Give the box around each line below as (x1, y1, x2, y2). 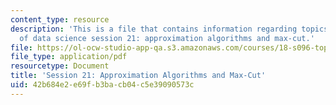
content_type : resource (10, 14, 110, 25)
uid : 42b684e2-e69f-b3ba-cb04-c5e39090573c (10, 80, 195, 90)
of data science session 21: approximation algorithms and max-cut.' (19, 33, 315, 43)
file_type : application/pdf (10, 52, 128, 62)
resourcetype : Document (10, 61, 110, 71)
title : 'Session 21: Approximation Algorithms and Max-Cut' (10, 71, 267, 81)
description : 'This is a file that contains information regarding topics (10, 24, 329, 34)
